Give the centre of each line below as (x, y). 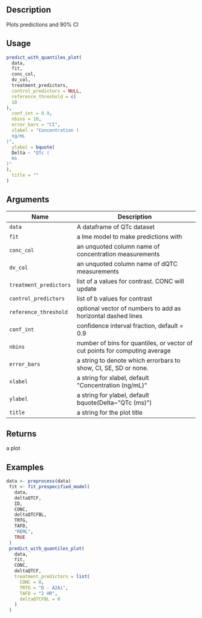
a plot (13, 448)
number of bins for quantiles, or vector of (135, 343)
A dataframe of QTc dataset (116, 227)
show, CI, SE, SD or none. (112, 368)
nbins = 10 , (27, 119)
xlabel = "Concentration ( (45, 130)
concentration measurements (118, 254)
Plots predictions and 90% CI (43, 24)
